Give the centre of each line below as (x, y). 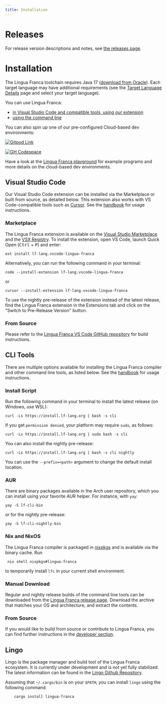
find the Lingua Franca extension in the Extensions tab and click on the (78, 305)
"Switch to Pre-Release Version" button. (46, 310)
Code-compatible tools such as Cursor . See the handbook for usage (75, 205)
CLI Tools (20, 355)
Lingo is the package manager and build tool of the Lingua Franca (73, 662)
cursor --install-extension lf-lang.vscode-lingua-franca (66, 290)
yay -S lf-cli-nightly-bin (33, 524)
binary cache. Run (24, 552)
